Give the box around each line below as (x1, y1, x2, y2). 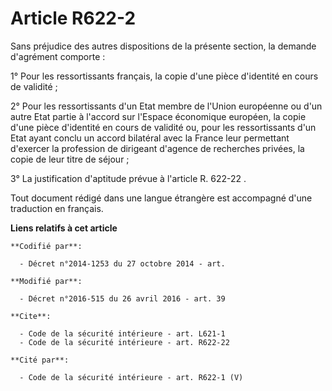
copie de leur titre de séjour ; (10, 153, 130, 165)
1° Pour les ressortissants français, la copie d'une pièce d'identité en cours (10, 70, 319, 82)
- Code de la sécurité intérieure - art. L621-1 (19, 328, 226, 339)
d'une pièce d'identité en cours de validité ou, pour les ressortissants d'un (10, 121, 317, 133)
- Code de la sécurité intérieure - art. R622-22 (19, 337, 230, 347)
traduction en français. (10, 202, 104, 214)
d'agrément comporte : (10, 50, 106, 62)
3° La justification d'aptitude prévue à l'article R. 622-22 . (10, 172, 247, 184)
